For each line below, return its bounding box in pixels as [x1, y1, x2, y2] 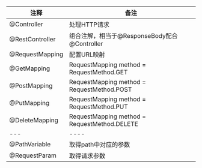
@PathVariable [9, 140, 51, 148]
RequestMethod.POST [69, 85, 132, 94]
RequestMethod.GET [69, 68, 128, 76]
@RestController [9, 35, 56, 43]
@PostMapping [9, 82, 53, 89]
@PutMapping [9, 99, 50, 107]
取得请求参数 [69, 152, 106, 160]
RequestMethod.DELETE [69, 120, 138, 128]
